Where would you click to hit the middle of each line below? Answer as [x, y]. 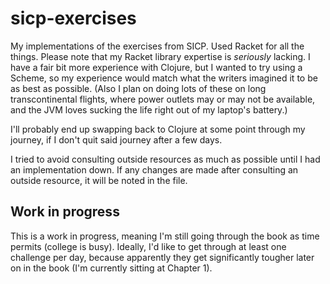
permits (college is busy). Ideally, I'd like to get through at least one [148, 246]
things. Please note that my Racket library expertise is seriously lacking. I [160, 56]
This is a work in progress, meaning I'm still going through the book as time [165, 236]
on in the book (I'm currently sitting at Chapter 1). [111, 268]
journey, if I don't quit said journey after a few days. [116, 139]
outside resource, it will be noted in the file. [99, 180]
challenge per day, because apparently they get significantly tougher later [162, 257]
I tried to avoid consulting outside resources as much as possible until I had [165, 159]
